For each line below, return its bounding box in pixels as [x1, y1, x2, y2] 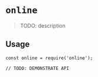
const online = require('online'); [5, 55, 93, 61]
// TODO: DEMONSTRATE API [5, 65, 69, 71]
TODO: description [19, 22, 66, 29]
